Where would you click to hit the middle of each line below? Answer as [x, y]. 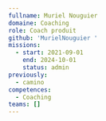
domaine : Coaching [39, 23]
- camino [30, 82]
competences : [30, 90]
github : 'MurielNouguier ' [53, 38]
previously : [28, 75]
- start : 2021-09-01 [49, 53]
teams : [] [25, 104]
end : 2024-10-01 [50, 60]
